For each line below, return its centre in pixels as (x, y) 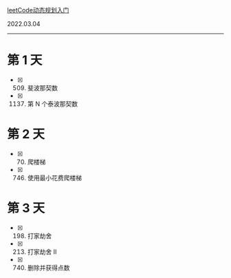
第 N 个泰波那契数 (53, 104)
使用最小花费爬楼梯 (55, 178)
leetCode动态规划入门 (38, 10)
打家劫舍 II (42, 252)
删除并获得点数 (48, 268)
